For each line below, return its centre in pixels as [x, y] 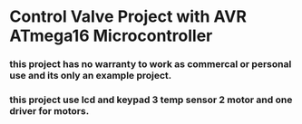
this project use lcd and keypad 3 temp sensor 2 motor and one [151, 100]
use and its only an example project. [91, 76]
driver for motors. [49, 111]
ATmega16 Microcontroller [111, 36]
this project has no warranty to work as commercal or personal [151, 64]
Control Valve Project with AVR [128, 17]
